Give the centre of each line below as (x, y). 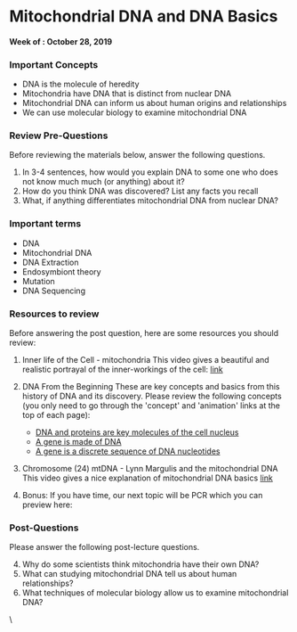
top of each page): (56, 414)
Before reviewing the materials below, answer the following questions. (137, 155)
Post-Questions (44, 528)
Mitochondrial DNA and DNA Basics (144, 16)
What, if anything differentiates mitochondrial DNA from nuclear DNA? (150, 201)
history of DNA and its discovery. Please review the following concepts (152, 396)
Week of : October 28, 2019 (61, 41)
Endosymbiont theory (61, 271)
